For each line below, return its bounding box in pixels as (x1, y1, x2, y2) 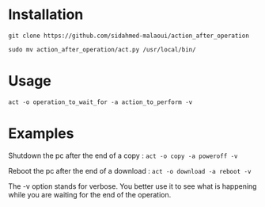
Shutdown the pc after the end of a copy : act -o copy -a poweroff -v (8, 151, 239, 160)
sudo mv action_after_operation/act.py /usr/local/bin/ (8, 45, 196, 53)
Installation (8, 6, 84, 24)
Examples (8, 125, 74, 143)
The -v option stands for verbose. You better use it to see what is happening (8, 181, 257, 191)
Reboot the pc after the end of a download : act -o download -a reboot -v (8, 166, 252, 175)
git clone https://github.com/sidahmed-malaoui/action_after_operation (8, 32, 249, 40)
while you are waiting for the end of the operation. (8, 190, 172, 199)
